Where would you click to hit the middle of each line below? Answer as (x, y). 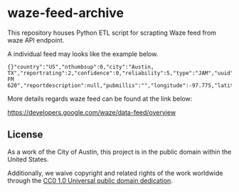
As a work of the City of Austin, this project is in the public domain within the (119, 152)
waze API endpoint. (36, 40)
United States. (28, 159)
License (25, 135)
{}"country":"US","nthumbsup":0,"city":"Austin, (81, 67)
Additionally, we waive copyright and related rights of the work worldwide (115, 173)
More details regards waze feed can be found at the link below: (100, 98)
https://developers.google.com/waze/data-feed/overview (92, 112)
